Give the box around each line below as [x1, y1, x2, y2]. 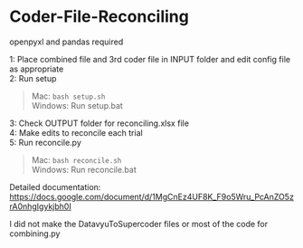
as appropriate [9, 63, 64, 74]
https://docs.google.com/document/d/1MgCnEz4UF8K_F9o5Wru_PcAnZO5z [9, 191, 294, 202]
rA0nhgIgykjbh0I [9, 201, 72, 212]
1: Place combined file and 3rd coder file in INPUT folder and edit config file [9, 53, 291, 64]
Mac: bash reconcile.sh [31, 154, 122, 165]
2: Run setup [9, 72, 57, 83]
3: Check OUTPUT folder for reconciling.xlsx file [9, 118, 190, 129]
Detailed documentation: [9, 181, 101, 192]
